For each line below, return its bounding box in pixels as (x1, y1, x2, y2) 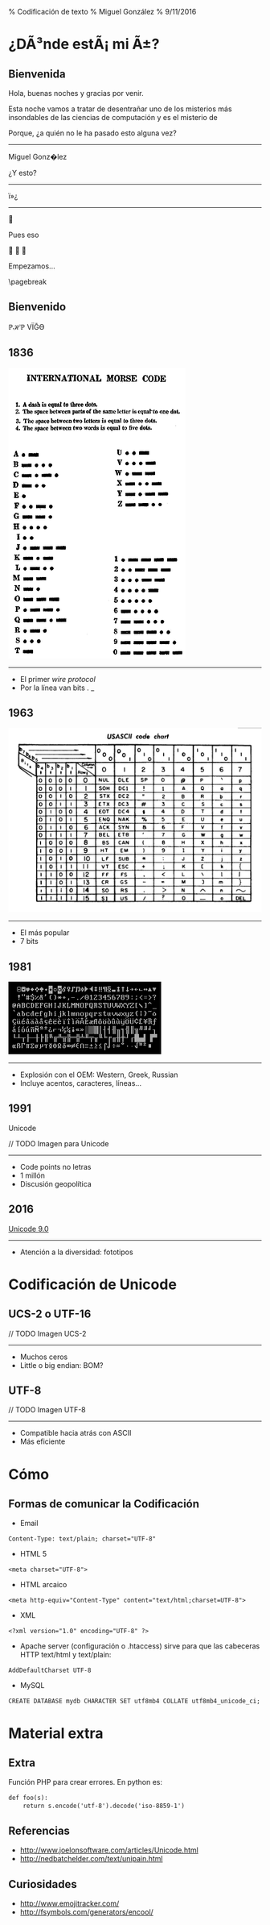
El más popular (19, 928, 70, 938)
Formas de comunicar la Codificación (8, 1497, 199, 1511)
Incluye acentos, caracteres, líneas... (19, 1078, 142, 1087)
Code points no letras (19, 1162, 92, 1171)
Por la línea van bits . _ (19, 683, 95, 692)
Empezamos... (8, 261, 55, 271)
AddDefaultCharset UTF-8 (8, 1666, 92, 1675)
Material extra (8, 1724, 104, 1742)
